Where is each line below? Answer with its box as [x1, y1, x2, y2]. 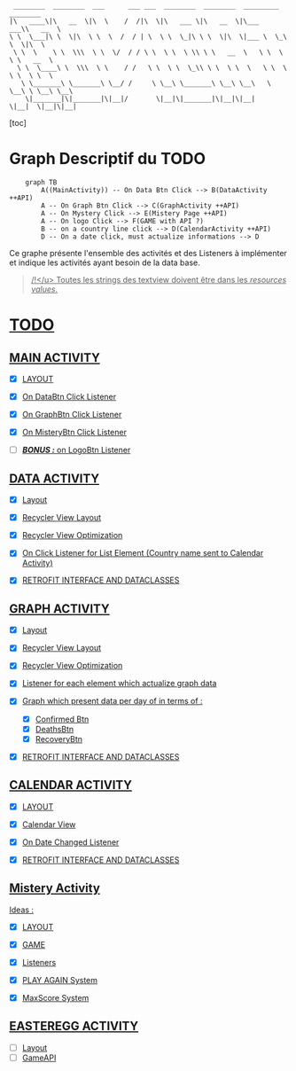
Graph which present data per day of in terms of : [21, 696, 203, 707]
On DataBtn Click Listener [21, 392, 117, 402]
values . [30, 284, 58, 294]
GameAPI [21, 1052, 57, 1063]
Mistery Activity [9, 880, 100, 896]
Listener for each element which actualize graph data [21, 678, 217, 689]
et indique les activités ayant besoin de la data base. [9, 257, 201, 268]
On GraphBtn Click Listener [21, 410, 122, 420]
